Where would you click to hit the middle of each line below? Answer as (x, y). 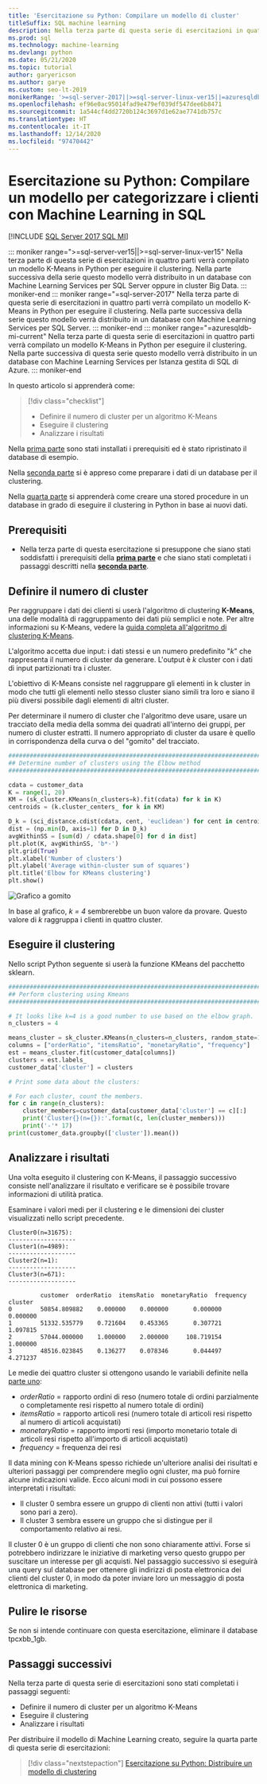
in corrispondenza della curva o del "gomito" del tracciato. (104, 742)
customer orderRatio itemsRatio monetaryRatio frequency (143, 1295)
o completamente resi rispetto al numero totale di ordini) (112, 1404)
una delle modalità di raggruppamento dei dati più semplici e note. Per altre (131, 619)
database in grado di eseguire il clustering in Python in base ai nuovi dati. (128, 505)
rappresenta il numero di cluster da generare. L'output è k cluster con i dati (130, 660)
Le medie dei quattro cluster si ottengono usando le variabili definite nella (128, 1373)
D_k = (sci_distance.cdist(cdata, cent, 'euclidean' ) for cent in (120, 822)
